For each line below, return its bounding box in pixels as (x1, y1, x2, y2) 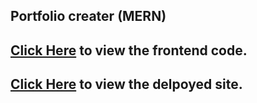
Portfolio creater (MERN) (10, 8, 167, 25)
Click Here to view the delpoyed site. (10, 76, 243, 93)
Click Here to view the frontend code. (10, 42, 248, 59)
